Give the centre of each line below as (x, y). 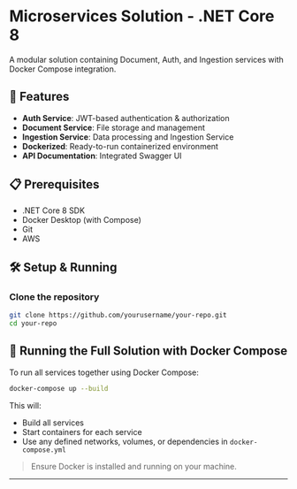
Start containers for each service (82, 432)
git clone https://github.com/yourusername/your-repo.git (118, 316)
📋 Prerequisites (54, 184)
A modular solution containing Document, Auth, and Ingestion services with (147, 59)
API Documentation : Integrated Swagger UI (102, 156)
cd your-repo (33, 324)
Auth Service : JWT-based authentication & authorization (126, 118)
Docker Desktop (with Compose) (81, 219)
